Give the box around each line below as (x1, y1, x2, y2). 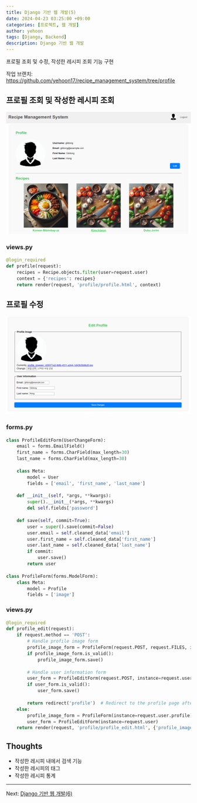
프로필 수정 (6, 300, 44, 310)
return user (27, 561, 57, 567)
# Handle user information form (27, 669, 107, 675)
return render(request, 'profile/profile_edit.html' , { (16, 725, 157, 731)
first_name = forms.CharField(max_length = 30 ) (16, 449, 130, 456)
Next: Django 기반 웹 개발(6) (6, 790, 73, 797)
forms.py (6, 423, 33, 431)
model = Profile (27, 585, 67, 592)
